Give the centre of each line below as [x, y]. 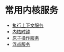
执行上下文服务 [28, 25]
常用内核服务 [32, 10]
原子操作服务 [25, 38]
